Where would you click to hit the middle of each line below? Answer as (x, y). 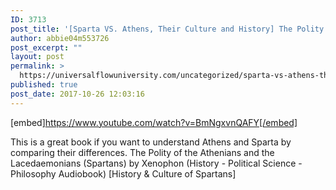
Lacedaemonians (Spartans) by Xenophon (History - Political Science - (156, 163)
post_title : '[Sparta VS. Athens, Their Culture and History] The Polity (167, 29)
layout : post (37, 57)
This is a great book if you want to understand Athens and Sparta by (151, 142)
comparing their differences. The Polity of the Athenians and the (142, 152)
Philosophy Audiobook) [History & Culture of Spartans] (123, 173)
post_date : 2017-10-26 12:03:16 (77, 94)
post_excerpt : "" (46, 47)
